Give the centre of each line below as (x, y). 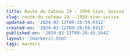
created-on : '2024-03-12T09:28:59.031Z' (56, 28)
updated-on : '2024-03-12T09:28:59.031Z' (56, 22)
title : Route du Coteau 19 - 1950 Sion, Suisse (65, 11)
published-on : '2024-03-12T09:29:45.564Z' (59, 33)
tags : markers (23, 44)
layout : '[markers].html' (37, 38)
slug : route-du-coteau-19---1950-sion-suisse (62, 17)
